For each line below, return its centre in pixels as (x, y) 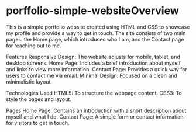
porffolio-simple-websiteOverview (93, 11)
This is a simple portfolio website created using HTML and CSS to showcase (98, 27)
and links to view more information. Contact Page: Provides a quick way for (97, 69)
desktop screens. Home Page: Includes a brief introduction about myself (94, 63)
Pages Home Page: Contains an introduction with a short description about (96, 110)
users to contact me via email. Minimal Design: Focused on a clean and (92, 75)
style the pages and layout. (39, 99)
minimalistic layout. (29, 81)
